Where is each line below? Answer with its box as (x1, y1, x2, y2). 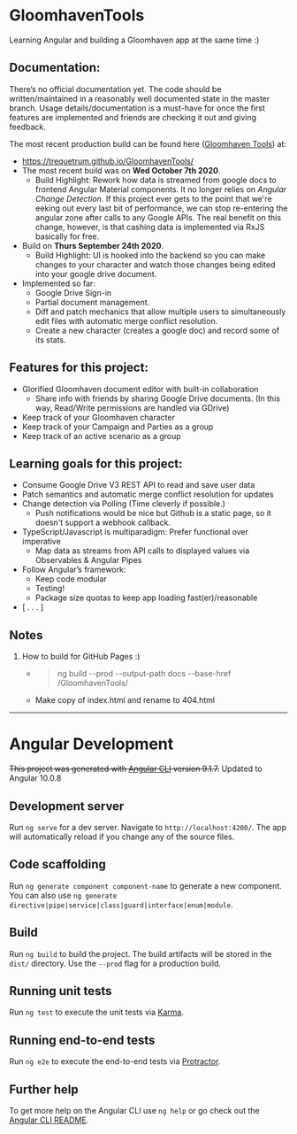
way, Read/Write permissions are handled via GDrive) (34, 402, 230, 413)
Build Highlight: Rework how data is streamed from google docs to (34, 174, 277, 185)
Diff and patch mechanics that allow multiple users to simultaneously (34, 306, 286, 317)
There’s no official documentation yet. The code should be (9, 83, 222, 94)
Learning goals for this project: (9, 456, 183, 471)
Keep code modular (34, 574, 108, 584)
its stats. (34, 334, 66, 345)
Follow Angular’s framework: (21, 564, 126, 575)
